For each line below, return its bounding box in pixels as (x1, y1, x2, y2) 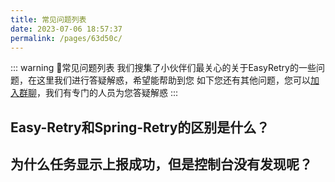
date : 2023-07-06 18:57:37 (10, 24, 123, 34)
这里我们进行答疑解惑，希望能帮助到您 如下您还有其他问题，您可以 (36, 74, 311, 86)
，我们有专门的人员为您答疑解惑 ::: (36, 87, 179, 99)
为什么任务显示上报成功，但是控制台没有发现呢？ (10, 156, 313, 173)
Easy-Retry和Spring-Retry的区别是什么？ (10, 119, 270, 136)
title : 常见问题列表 (10, 14, 87, 25)
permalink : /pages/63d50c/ (10, 33, 123, 43)
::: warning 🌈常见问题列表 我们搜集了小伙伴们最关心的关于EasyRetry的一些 (10, 62, 317, 74)
